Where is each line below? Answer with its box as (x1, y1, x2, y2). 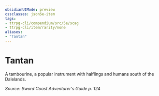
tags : (5, 16, 16, 21)
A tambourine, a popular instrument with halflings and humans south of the (5, 71, 154, 77)
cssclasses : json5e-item (5, 12, 55, 16)
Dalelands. (5, 76, 27, 82)
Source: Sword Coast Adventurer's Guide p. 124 (5, 85, 101, 91)
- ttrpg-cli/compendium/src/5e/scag (5, 20, 79, 26)
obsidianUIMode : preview (5, 7, 55, 12)
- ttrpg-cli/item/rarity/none (5, 25, 66, 30)
